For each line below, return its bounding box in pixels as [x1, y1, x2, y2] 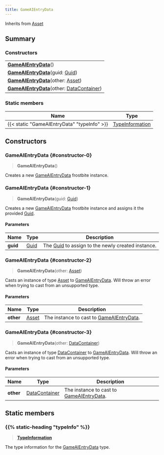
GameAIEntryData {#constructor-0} [5, 152, 92, 159]
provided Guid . [5, 210, 35, 216]
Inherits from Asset [5, 21, 44, 26]
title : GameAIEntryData [5, 7, 54, 12]
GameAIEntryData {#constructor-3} [5, 329, 92, 336]
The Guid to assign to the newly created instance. [43, 242, 157, 249]
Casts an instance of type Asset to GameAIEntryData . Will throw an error [5, 277, 151, 283]
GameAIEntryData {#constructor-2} [5, 257, 92, 264]
